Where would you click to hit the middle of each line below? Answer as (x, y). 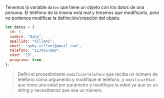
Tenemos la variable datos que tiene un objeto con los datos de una (75, 7)
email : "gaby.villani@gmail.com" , (45, 46)
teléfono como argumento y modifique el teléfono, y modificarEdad (86, 79)
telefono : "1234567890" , (35, 51)
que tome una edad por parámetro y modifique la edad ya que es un (88, 84)
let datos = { (20, 27)
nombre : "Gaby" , (26, 36)
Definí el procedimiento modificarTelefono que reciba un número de (87, 74)
